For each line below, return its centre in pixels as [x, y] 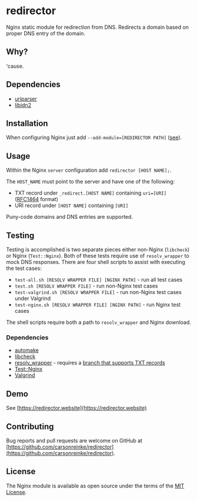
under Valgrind [33, 298]
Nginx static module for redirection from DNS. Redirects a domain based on [98, 27]
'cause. [15, 66]
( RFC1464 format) [36, 199]
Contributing [30, 427]
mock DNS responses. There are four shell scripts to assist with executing [96, 262]
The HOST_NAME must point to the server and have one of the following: [91, 182]
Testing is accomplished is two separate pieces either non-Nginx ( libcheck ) [98, 249]
